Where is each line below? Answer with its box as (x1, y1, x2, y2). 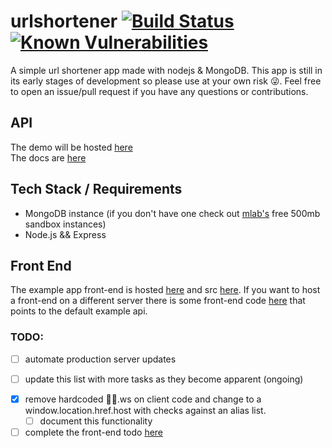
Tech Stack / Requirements (10, 181, 183, 198)
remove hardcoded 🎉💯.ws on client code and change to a (24, 393, 262, 405)
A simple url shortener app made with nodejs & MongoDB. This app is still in (10, 64, 323, 76)
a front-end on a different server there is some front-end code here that (10, 295, 306, 307)
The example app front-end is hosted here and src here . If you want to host (10, 284, 321, 296)
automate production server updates (24, 353, 177, 365)
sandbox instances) (24, 218, 107, 230)
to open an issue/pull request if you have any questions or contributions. (10, 85, 309, 97)
